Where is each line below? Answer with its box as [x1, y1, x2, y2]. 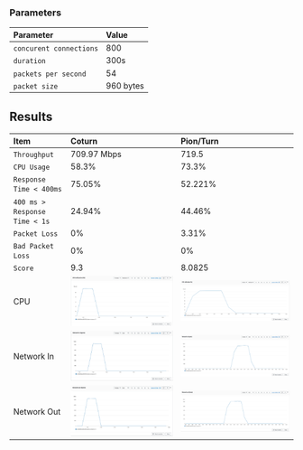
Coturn [70, 136, 97, 146]
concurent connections [13, 44, 99, 53]
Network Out [13, 407, 61, 417]
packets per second [13, 70, 87, 79]
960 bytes [106, 80, 144, 91]
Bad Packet [13, 242, 54, 251]
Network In [13, 351, 55, 362]
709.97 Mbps [70, 148, 122, 159]
